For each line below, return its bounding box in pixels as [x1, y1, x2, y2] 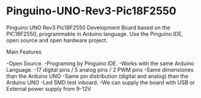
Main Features [6, 48, 42, 55]
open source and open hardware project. [6, 36, 108, 44]
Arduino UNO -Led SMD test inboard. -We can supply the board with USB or [6, 79, 196, 86]
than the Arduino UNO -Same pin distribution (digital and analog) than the [6, 72, 188, 79]
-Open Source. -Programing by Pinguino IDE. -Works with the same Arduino [6, 60, 194, 67]
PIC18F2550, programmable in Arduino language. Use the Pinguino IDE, [6, 30, 184, 37]
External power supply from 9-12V [6, 85, 91, 92]
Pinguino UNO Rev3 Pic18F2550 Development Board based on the [6, 24, 170, 31]
